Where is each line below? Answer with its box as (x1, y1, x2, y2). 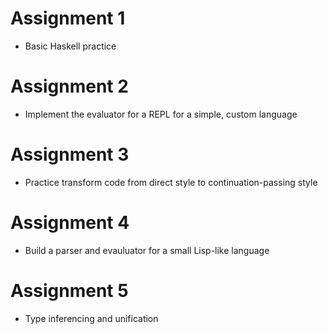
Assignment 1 (10, 7, 126, 30)
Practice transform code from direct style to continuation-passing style (24, 176, 318, 188)
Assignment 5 (10, 279, 129, 302)
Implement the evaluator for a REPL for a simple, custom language (24, 108, 298, 120)
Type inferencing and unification (24, 312, 159, 324)
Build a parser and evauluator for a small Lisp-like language (24, 244, 270, 256)
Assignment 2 (10, 75, 129, 98)
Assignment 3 (10, 143, 130, 166)
